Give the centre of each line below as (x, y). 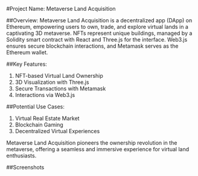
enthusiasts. (21, 156)
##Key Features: (27, 64)
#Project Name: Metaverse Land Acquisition (61, 9)
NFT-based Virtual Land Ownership (59, 76)
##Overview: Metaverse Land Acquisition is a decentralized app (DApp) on (99, 20)
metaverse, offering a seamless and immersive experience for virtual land (98, 149)
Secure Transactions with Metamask (60, 89)
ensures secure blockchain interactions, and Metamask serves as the (92, 46)
